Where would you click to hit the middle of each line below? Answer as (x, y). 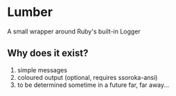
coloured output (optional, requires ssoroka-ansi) (87, 77)
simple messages (42, 70)
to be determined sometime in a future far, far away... (93, 85)
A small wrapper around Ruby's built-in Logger (74, 31)
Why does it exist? (48, 53)
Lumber (30, 12)
